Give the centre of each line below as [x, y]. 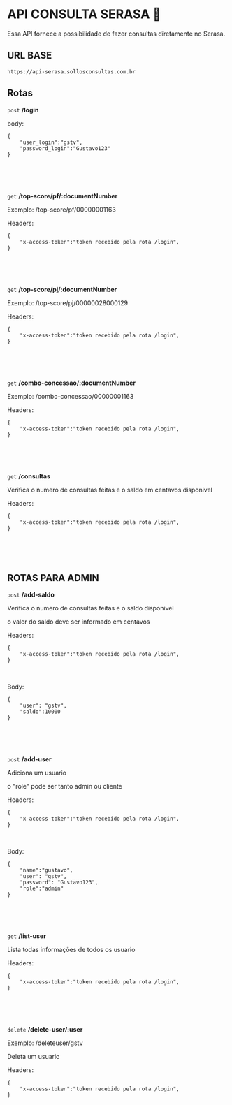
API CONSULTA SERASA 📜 [84, 14]
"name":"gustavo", [46, 870]
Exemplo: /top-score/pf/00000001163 [62, 210]
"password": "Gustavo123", [59, 883]
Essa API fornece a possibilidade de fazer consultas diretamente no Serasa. [116, 34]
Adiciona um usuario [37, 773]
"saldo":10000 [40, 712]
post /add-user [29, 759]
